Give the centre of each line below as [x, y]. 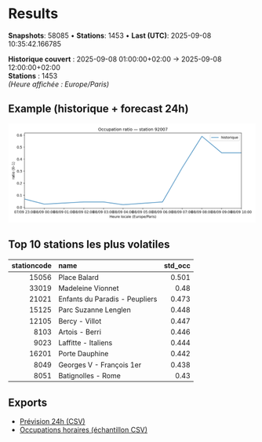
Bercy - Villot [80, 321]
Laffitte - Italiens [86, 343]
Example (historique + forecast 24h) [98, 109]
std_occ [177, 266]
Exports [28, 402]
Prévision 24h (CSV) [52, 422]
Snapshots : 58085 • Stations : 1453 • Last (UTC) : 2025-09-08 [110, 35]
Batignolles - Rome [90, 375]
